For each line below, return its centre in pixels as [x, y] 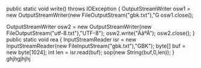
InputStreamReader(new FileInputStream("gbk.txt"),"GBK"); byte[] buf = [96, 46]
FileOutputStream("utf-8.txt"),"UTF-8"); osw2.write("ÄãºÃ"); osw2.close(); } [100, 33]
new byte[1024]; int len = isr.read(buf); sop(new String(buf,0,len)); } [91, 52]
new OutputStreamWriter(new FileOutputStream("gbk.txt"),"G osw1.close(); [100, 15]
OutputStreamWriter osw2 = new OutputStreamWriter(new [79, 27]
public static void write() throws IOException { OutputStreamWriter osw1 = [98, 9]
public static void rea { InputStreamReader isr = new [71, 39]
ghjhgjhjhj [18, 59]
